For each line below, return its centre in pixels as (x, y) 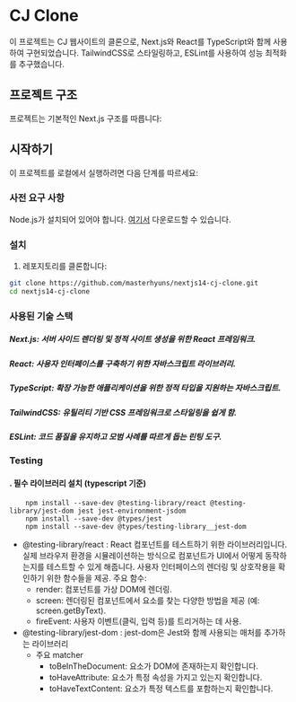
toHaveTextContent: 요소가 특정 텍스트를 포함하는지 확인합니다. (161, 689)
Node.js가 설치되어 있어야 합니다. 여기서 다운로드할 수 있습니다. (120, 219)
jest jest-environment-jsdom (132, 511)
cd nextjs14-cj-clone (50, 292)
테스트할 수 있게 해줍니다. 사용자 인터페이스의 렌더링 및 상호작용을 (161, 566)
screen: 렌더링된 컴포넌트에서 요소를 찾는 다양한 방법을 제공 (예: (148, 600)
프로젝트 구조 (44, 95)
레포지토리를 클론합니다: (65, 267)
